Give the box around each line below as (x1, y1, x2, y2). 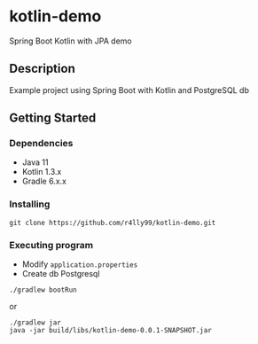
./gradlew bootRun (9, 285, 77, 294)
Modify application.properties (21, 259, 138, 270)
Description (9, 61, 75, 76)
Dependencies (9, 137, 74, 150)
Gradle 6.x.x (21, 176, 66, 187)
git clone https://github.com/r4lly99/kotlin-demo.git (9, 218, 216, 227)
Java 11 (21, 157, 49, 168)
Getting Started (9, 111, 97, 126)
